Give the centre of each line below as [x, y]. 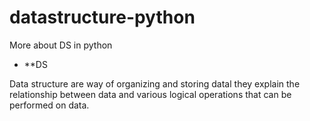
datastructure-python [102, 17]
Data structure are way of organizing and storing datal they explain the [155, 83]
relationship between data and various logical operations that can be [150, 94]
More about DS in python [61, 45]
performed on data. [49, 105]
